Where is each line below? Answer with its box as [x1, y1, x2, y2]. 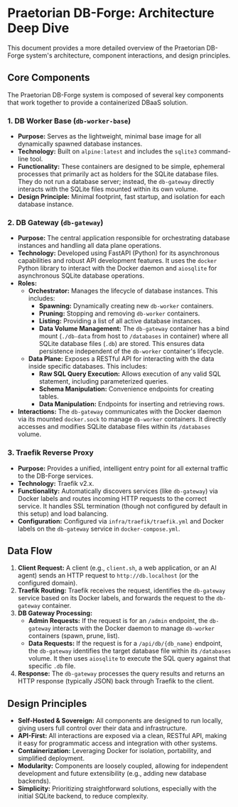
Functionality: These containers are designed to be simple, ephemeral [17, 162, 225, 171]
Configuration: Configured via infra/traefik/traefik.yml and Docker [17, 516, 224, 525]
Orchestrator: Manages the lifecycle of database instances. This [28, 286, 218, 296]
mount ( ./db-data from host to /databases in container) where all [38, 332, 229, 340]
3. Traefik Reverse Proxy [7, 448, 94, 457]
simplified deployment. [17, 754, 85, 763]
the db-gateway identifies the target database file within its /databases [28, 646, 232, 655]
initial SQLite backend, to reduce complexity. [17, 792, 149, 801]
